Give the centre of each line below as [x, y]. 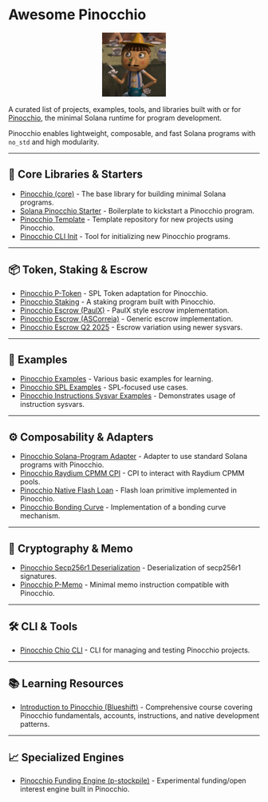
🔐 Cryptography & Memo [71, 548]
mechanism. [40, 516]
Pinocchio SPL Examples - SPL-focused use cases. [104, 387]
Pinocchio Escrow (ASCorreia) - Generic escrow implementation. [126, 318]
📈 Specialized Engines [66, 758]
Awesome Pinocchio [77, 15]
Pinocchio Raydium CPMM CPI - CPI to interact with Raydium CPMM [132, 473]
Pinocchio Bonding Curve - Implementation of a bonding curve [123, 507]
